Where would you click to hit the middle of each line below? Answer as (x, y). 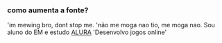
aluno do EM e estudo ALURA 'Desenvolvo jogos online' (87, 32)
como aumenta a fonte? (48, 10)
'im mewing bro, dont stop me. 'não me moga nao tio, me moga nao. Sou (111, 25)
